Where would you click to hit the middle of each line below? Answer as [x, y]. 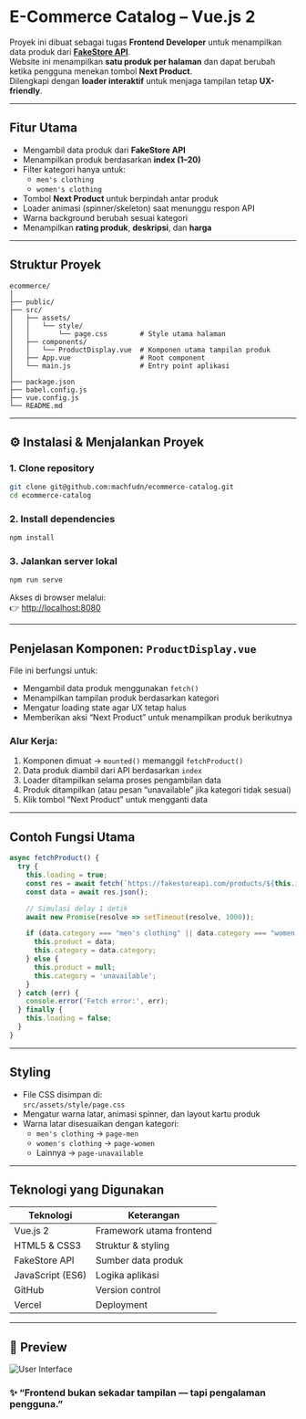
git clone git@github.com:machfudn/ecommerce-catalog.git [122, 487]
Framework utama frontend [153, 1231]
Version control [128, 1290]
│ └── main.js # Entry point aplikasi [120, 366]
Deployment [122, 1305]
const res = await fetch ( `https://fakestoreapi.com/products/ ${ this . [161, 883]
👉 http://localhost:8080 [55, 608]
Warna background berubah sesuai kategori [105, 217]
